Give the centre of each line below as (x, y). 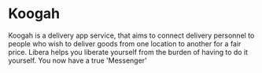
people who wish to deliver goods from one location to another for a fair (125, 43)
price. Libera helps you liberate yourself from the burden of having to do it (128, 52)
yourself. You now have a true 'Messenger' (77, 60)
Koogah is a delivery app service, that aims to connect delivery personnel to (131, 35)
